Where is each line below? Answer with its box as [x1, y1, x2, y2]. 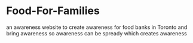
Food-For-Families [6, 4, 100, 18]
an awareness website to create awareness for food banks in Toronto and [6, 24, 188, 31]
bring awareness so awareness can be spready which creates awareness [6, 29, 187, 37]
